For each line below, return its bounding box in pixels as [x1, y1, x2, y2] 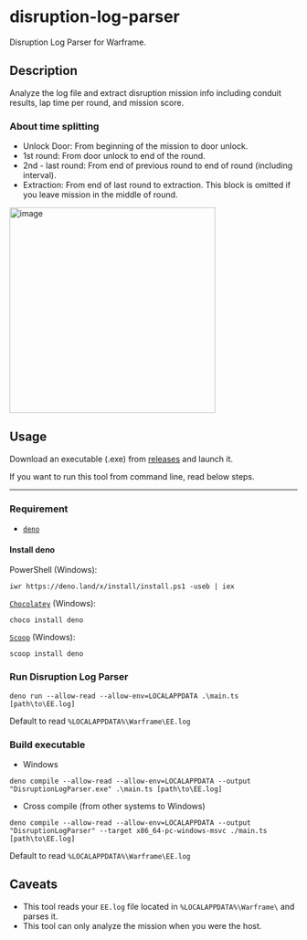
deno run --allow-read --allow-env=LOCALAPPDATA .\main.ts [9, 692, 239, 701]
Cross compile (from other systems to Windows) [22, 800, 206, 811]
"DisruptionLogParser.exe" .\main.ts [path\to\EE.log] [9, 784, 223, 794]
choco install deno [9, 616, 84, 625]
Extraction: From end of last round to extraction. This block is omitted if [22, 180, 291, 191]
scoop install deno [9, 650, 84, 659]
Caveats [9, 877, 58, 892]
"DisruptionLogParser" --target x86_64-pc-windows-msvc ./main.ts [9, 826, 268, 835]
